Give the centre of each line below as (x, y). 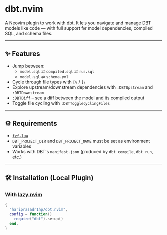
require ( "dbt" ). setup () (39, 219)
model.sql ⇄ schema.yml (44, 76)
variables (22, 146)
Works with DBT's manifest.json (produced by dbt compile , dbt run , (83, 151)
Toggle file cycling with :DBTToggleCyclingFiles (61, 103)
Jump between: (28, 66)
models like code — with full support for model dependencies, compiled (79, 28)
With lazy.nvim (24, 194)
